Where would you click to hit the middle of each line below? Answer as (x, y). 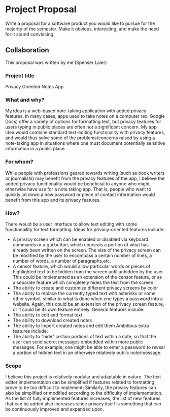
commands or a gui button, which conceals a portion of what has (80, 244)
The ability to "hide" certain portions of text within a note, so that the (84, 336)
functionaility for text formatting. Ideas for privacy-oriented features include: (85, 229)
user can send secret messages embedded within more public (78, 342)
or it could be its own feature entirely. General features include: (78, 309)
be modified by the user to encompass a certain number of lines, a (82, 255)
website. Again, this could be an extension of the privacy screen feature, (88, 304)
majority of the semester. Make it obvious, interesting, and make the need (82, 28)
